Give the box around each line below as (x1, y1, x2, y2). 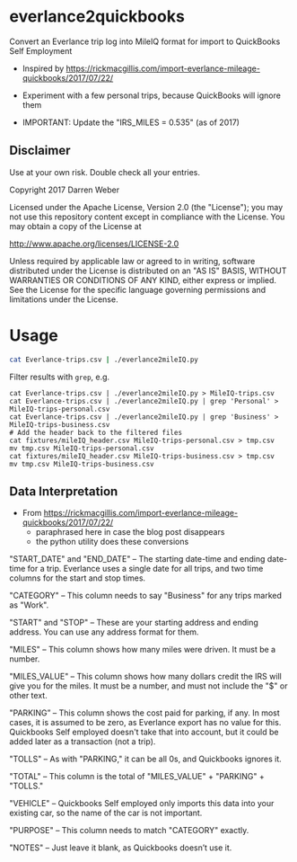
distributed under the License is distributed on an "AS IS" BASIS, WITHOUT (9, 265, 287, 276)
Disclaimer (9, 143, 71, 158)
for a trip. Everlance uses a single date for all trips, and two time (27, 564, 264, 574)
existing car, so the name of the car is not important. (9, 807, 203, 819)
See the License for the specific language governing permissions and (9, 284, 266, 295)
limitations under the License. (9, 294, 118, 305)
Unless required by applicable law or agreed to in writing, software (9, 255, 256, 266)
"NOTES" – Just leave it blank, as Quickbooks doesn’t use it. (9, 842, 232, 853)
